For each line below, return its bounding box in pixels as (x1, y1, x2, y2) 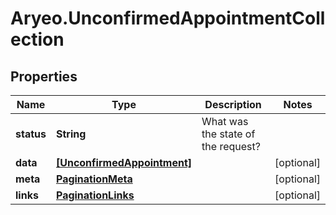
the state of (201, 127, 256, 141)
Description (204, 98, 262, 111)
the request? (201, 140, 261, 153)
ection (10, 28, 65, 51)
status (15, 127, 47, 141)
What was (201, 115, 249, 128)
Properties (10, 68, 78, 85)
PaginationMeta (55, 172, 133, 186)
